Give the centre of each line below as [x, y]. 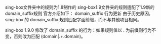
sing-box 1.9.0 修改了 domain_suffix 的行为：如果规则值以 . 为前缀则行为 [79, 30]
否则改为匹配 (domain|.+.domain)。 [49, 36]
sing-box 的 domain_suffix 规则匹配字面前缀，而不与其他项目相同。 [73, 20]
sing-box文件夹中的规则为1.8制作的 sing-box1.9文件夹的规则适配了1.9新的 [80, 7]
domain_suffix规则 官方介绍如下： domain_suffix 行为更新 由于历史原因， [79, 13]
